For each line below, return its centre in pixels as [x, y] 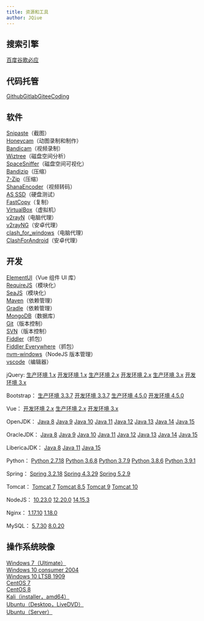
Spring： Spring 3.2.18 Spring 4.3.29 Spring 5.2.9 [68, 473]
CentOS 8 [19, 589]
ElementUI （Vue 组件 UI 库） [43, 277]
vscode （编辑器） [29, 362]
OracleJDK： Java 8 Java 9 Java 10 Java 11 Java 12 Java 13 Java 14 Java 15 [102, 434]
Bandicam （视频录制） [35, 148]
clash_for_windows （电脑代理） [47, 232]
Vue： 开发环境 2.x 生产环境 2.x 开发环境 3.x [62, 408]
